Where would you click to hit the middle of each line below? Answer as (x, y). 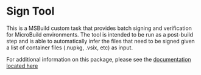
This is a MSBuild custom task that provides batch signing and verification (99, 28)
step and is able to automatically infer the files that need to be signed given (100, 41)
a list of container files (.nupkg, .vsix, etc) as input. (69, 48)
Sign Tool (30, 11)
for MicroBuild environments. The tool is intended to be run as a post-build (100, 34)
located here (22, 66)
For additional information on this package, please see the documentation (99, 59)
